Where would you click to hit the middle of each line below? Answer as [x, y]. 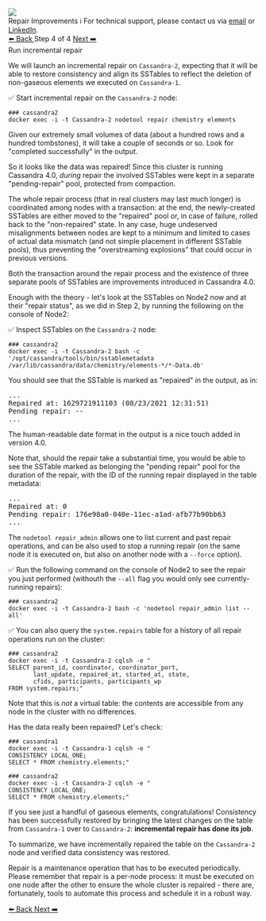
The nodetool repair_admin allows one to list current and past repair [120, 538]
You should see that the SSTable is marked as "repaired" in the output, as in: [133, 380]
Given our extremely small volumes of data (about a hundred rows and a [126, 135]
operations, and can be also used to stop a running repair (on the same [124, 546]
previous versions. [39, 258]
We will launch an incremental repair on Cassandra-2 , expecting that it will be [133, 66]
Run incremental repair [46, 50]
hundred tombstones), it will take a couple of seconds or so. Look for [121, 143]
